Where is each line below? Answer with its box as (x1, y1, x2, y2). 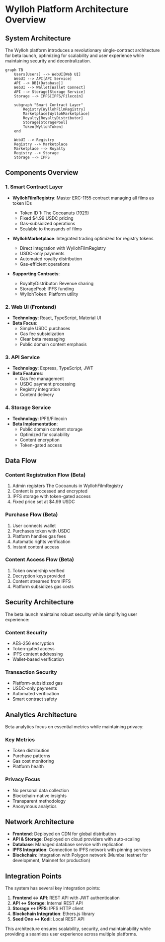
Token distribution (12, 748, 50, 754)
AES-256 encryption (12, 640, 55, 646)
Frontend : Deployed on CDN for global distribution (12, 831, 116, 837)
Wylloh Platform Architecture (5, 3, 129, 15)
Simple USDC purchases (19, 325, 71, 331)
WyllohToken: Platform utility (19, 291, 79, 297)
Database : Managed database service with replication (12, 842, 124, 848)
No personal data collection (12, 787, 69, 793)
